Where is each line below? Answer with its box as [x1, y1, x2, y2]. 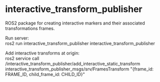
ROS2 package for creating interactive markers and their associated [5, 20, 145, 26]
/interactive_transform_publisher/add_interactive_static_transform [5, 60, 140, 66]
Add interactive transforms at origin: [5, 50, 80, 56]
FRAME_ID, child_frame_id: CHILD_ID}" [5, 71, 85, 77]
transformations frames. [5, 25, 55, 31]
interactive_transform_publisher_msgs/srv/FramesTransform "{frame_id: [5, 66, 154, 72]
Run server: [5, 35, 29, 41]
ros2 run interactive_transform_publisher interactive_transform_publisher [5, 40, 155, 46]
